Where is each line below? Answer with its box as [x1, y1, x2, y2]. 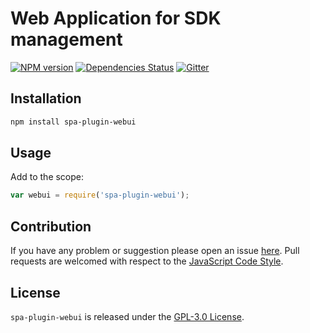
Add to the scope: [10, 171, 85, 183]
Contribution [10, 218, 92, 235]
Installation [10, 90, 82, 107]
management [10, 28, 123, 51]
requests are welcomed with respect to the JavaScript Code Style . [10, 255, 284, 267]
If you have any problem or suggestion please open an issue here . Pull [10, 245, 300, 257]
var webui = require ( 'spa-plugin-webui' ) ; [10, 190, 190, 201]
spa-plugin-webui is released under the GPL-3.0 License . [10, 310, 245, 322]
